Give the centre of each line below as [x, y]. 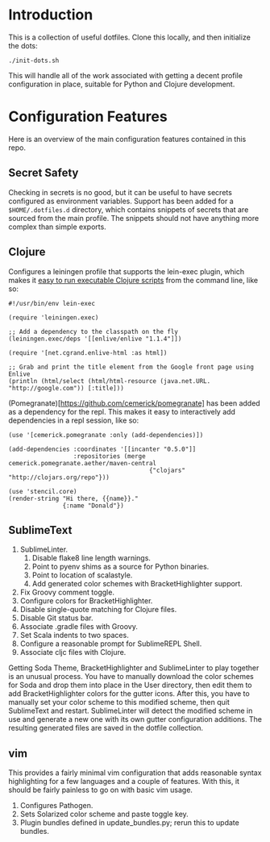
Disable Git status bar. [57, 618]
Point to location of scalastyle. [82, 575]
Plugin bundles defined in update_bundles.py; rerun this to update [129, 823]
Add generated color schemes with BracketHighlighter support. [137, 584]
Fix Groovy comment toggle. [67, 592]
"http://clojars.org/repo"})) [59, 477]
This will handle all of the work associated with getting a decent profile [126, 75]
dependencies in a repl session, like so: [74, 420]
